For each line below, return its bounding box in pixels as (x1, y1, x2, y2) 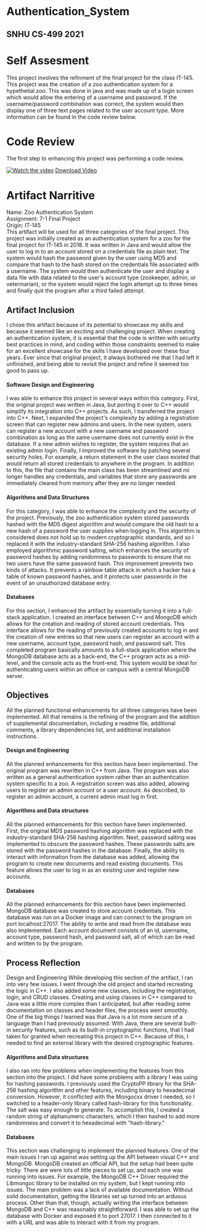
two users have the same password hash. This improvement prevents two (6, 559, 194, 567)
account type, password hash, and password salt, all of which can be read (6, 933, 195, 941)
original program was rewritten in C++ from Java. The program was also (6, 767, 189, 774)
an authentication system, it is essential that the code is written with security (6, 334, 200, 342)
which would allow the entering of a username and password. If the (6, 93, 177, 101)
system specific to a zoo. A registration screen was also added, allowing (6, 780, 189, 787)
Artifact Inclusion (6, 305, 75, 315)
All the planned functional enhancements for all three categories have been (6, 706, 197, 714)
